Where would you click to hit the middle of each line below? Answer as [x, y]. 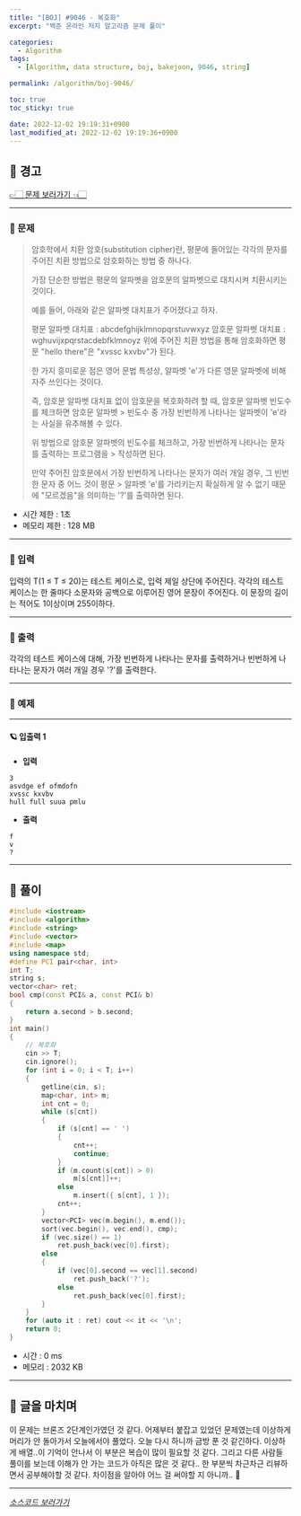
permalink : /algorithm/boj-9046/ [72, 84]
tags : [19, 59]
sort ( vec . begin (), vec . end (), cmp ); [110, 1229]
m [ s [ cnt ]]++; [98, 1179]
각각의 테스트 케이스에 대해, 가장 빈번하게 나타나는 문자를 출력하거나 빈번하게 [143, 659]
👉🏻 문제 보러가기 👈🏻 [48, 195]
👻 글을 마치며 [43, 1406]
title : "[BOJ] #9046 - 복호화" [65, 18]
